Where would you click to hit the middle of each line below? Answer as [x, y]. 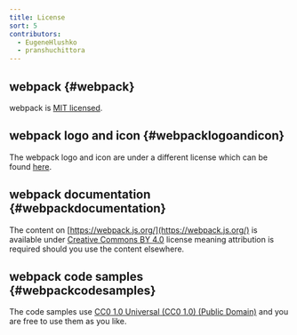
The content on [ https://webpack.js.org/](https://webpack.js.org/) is [133, 230]
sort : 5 [24, 26]
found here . [30, 166]
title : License [37, 17]
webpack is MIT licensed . [56, 108]
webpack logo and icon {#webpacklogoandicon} [147, 136]
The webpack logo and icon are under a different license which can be [139, 157]
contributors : [36, 34]
